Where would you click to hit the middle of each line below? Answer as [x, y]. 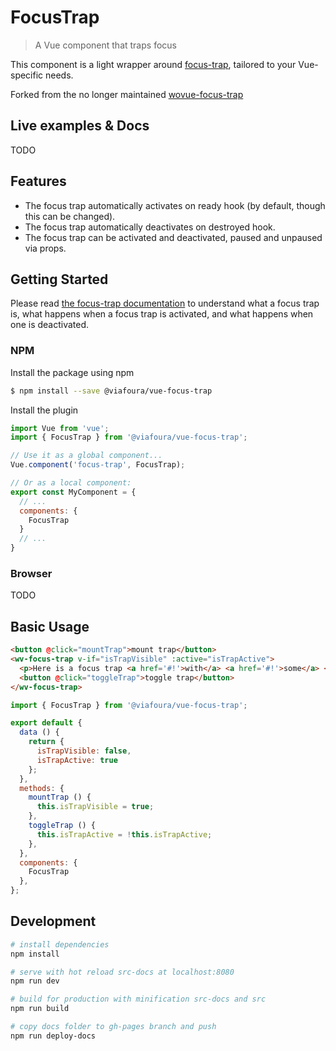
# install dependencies [60, 944]
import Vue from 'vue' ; [60, 428]
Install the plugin [44, 410]
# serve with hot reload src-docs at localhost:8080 [122, 972]
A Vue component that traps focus [105, 45]
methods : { [42, 788]
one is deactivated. [50, 325]
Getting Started [59, 279]
